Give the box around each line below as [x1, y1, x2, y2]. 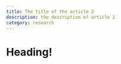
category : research [6, 20, 55, 25]
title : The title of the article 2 [6, 8, 94, 15]
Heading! [6, 45, 52, 59]
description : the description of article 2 [6, 14, 116, 20]
